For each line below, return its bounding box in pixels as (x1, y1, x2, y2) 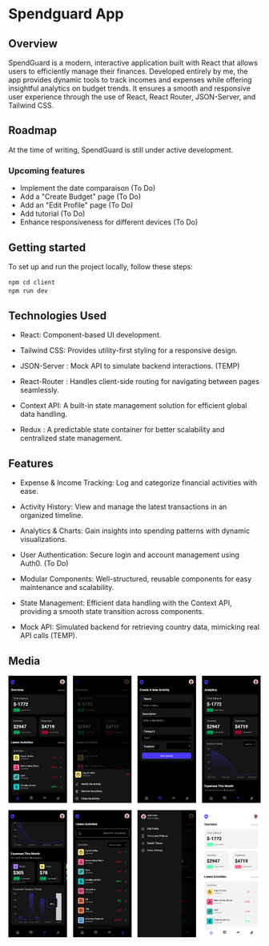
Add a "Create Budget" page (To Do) (19, 192, 142, 201)
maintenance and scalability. (19, 583, 114, 592)
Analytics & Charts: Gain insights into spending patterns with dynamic (19, 526, 251, 536)
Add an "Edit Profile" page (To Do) (19, 200, 134, 210)
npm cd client (8, 278, 56, 286)
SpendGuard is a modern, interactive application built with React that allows (8, 58, 259, 67)
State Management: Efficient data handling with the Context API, (19, 598, 232, 608)
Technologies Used (8, 309, 106, 323)
